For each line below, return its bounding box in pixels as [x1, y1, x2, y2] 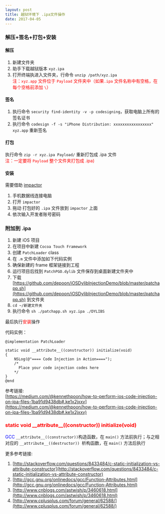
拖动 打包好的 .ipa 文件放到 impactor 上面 [12, 205, 98, 211]
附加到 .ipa [5, 225, 31, 232]
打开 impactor [12, 199, 41, 205]
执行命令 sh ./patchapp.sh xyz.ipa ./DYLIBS [12, 308, 105, 314]
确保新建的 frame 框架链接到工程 [12, 262, 80, 268]
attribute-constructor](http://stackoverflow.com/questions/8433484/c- [12, 466, 159, 472]
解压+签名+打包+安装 [5, 34, 57, 41]
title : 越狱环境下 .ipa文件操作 [5, 12, 66, 17]
